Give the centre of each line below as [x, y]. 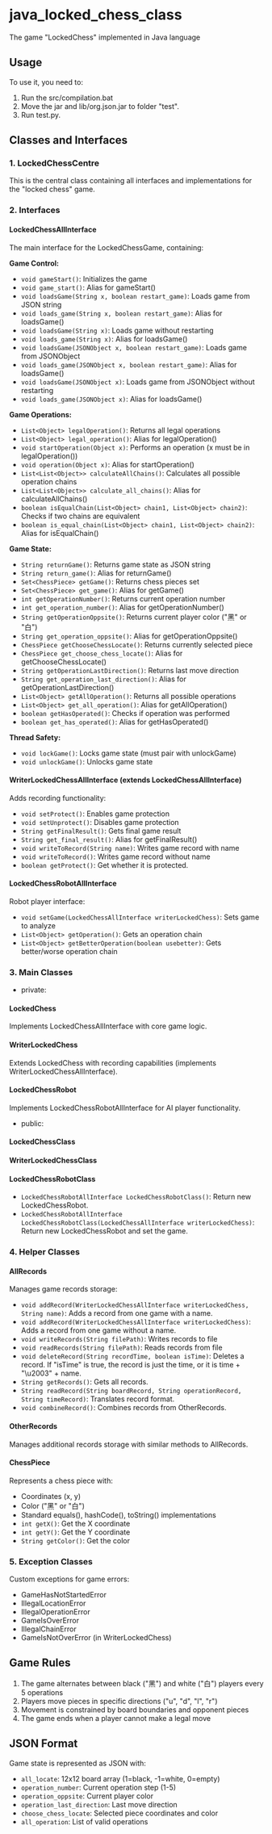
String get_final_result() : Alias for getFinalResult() [109, 839]
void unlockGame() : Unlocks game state [87, 761]
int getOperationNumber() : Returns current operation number [123, 598]
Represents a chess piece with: [61, 1480]
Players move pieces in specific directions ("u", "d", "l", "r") [119, 1701]
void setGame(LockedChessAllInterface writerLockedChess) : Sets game [140, 917]
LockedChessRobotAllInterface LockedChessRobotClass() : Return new [136, 1197]
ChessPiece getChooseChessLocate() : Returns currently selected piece [137, 644]
